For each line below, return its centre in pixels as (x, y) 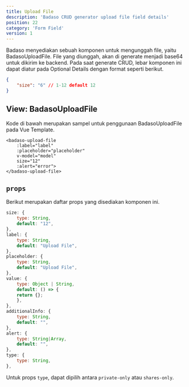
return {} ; (30, 295)
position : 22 (22, 22)
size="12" (29, 161)
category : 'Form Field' (35, 28)
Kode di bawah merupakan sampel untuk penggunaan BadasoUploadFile (94, 123)
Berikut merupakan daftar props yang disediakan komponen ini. (83, 202)
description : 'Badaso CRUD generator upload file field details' (87, 17)
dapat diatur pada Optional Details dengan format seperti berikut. (85, 69)
